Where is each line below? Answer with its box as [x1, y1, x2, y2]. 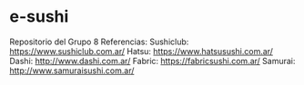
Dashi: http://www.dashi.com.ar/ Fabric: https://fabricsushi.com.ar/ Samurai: [9, 55, 296, 66]
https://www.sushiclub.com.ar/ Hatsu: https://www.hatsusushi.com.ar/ [9, 45, 273, 56]
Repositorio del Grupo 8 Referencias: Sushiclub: [9, 36, 189, 47]
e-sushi [9, 6, 69, 27]
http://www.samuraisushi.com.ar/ [9, 65, 135, 76]
